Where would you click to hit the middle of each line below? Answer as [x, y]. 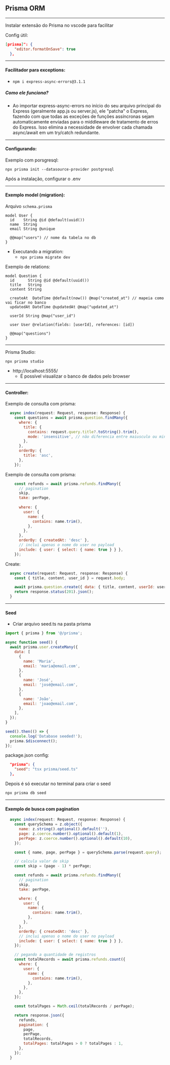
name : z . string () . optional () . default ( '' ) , [64, 829]
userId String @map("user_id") [43, 316]
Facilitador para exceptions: [35, 70]
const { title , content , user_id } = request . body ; [70, 578]
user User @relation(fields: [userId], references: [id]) [72, 325]
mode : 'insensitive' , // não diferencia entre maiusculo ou [92, 437]
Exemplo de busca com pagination [42, 809]
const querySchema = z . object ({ [48, 825]
